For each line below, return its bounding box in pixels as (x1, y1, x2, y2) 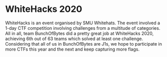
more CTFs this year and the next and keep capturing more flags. (5, 46, 140, 52)
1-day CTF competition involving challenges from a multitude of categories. (5, 25, 160, 31)
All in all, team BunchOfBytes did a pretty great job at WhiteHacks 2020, (5, 30, 154, 36)
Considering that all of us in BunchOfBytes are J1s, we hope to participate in (5, 41, 162, 47)
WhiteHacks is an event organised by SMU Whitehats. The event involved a (5, 20, 160, 26)
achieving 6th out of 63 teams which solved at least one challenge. (5, 36, 143, 42)
